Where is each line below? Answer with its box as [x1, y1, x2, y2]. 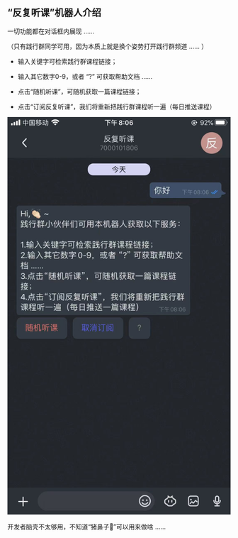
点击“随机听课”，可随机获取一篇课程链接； [17, 87, 142, 96]
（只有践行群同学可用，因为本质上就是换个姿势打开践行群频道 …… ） [7, 42, 208, 50]
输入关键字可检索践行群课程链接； [17, 57, 118, 65]
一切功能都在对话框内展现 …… [7, 27, 95, 35]
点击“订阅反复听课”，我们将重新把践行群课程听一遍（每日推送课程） [17, 102, 216, 111]
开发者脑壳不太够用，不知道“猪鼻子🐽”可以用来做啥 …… [7, 522, 166, 531]
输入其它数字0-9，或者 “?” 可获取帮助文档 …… [17, 72, 153, 80]
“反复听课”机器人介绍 [7, 6, 101, 19]
